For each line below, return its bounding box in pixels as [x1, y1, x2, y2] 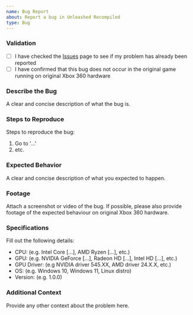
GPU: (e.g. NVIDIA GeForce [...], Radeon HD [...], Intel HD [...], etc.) [14, 255, 178, 262]
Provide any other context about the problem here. [6, 302, 130, 309]
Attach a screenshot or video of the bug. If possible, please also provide [6, 202, 182, 210]
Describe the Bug [6, 87, 57, 95]
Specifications [6, 223, 49, 232]
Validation [6, 39, 37, 47]
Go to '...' [14, 140, 37, 147]
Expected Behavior [6, 161, 62, 169]
